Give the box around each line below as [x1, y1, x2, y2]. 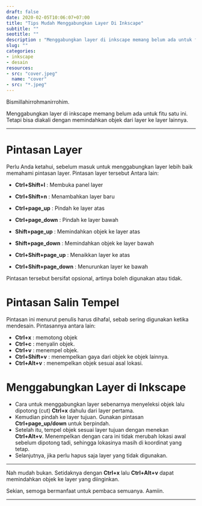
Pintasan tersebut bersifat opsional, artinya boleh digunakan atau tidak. [6, 274, 183, 282]
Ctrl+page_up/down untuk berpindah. [14, 420, 111, 427]
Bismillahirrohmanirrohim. [6, 98, 70, 106]
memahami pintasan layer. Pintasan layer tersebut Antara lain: [6, 169, 159, 177]
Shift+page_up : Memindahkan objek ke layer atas [14, 227, 140, 235]
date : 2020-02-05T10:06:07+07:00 [6, 14, 90, 21]
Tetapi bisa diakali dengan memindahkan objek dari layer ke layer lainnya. [6, 116, 188, 124]
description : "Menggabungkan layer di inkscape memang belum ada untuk [6, 37, 192, 43]
